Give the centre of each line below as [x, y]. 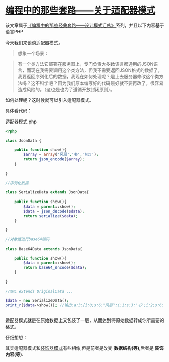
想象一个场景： [33, 53]
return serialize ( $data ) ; [51, 216]
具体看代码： [18, 111]
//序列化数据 [17, 183]
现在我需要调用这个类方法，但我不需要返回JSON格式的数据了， [97, 70]
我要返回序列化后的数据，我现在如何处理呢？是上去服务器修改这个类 [88, 76]
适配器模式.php [21, 122]
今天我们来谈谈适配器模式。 [34, 42]
